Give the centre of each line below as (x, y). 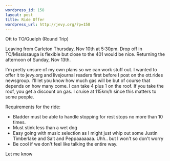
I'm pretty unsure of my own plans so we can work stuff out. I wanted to (81, 70)
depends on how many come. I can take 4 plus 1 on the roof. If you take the (84, 86)
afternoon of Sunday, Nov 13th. (38, 60)
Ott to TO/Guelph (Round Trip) (37, 39)
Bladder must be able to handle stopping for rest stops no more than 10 (88, 117)
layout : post (19, 15)
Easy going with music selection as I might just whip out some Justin (85, 133)
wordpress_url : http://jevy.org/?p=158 (48, 24)
